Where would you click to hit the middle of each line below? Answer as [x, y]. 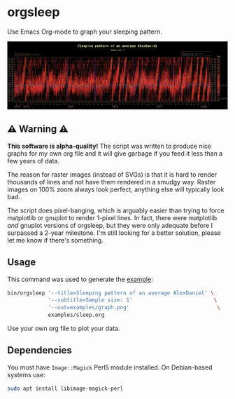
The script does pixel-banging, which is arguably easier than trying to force [116, 210]
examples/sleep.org [76, 315]
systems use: [26, 374]
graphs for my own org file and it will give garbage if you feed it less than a [115, 153]
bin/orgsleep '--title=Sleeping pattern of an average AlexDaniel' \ [111, 293]
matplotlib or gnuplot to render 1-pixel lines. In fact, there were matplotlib [112, 217]
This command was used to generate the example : [80, 279]
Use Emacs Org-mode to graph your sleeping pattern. [85, 32]
